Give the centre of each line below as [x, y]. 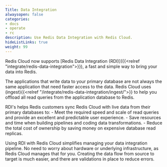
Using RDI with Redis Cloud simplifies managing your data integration [76, 143]
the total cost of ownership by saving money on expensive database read [81, 128]
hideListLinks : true [27, 42]
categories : [17, 19]
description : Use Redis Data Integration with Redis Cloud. [69, 38]
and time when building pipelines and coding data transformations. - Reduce [84, 123]
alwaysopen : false [24, 14]
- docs [12, 24]
